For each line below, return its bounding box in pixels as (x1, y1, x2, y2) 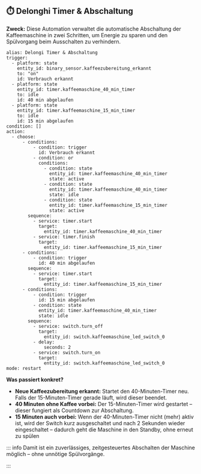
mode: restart (6, 365, 42, 371)
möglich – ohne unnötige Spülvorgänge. (6, 450, 105, 457)
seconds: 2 (44, 344, 71, 350)
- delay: (32, 339, 55, 345)
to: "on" (17, 70, 39, 76)
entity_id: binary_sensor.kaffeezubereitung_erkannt (17, 65, 152, 72)
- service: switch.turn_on (32, 349, 101, 355)
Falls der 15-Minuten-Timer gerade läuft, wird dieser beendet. (14, 394, 167, 401)
